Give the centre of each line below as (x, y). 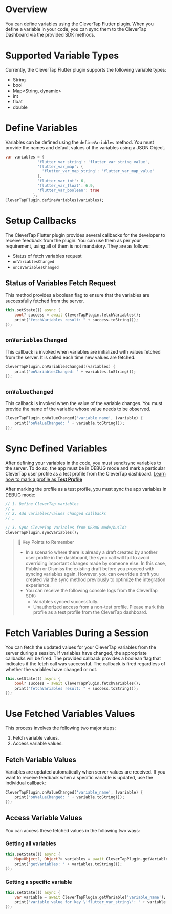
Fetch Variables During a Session (77, 633)
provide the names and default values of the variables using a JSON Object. (85, 147)
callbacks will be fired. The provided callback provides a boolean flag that (83, 658)
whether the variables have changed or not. (51, 669)
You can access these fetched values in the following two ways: (73, 830)
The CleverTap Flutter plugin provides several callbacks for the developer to (85, 235)
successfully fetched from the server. (45, 301)
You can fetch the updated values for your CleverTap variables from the (81, 647)
